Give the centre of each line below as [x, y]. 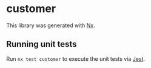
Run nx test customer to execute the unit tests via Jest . [76, 58]
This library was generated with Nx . [51, 25]
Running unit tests [42, 44]
